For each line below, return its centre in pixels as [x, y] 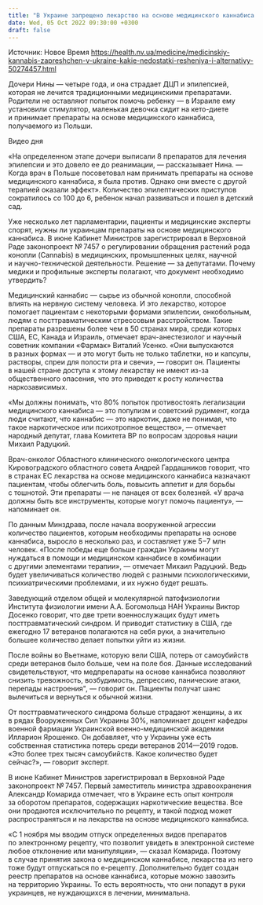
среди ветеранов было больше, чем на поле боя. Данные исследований [130, 664]
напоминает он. [35, 509]
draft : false [29, 30]
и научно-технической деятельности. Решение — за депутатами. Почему [132, 263]
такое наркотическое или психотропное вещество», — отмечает [117, 427]
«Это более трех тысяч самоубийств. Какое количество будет [113, 754]
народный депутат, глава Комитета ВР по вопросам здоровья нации [123, 436]
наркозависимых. [38, 387]
